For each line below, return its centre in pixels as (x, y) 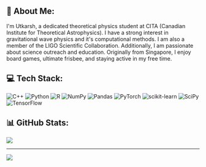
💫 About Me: (31, 11)
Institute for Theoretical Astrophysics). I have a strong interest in (87, 32)
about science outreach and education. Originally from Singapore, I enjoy (99, 52)
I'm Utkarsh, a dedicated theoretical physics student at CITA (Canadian (96, 26)
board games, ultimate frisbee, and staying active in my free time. (89, 58)
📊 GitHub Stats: (38, 123)
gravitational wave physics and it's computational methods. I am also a (96, 39)
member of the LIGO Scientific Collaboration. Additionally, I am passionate (100, 45)
